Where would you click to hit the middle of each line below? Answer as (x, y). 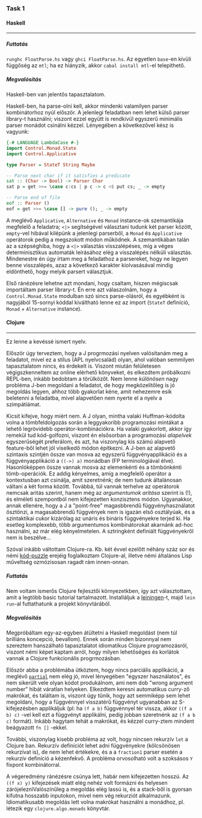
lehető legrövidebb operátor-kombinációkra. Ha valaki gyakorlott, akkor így (99, 429)
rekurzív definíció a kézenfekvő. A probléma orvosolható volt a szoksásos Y (99, 758)
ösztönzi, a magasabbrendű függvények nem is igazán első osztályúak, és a (101, 512)
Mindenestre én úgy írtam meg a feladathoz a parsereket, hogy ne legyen (97, 259)
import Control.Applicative (41, 154)
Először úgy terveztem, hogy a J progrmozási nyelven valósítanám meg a (97, 353)
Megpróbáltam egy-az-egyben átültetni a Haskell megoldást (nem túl (92, 633)
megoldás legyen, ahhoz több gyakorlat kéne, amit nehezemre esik (89, 392)
